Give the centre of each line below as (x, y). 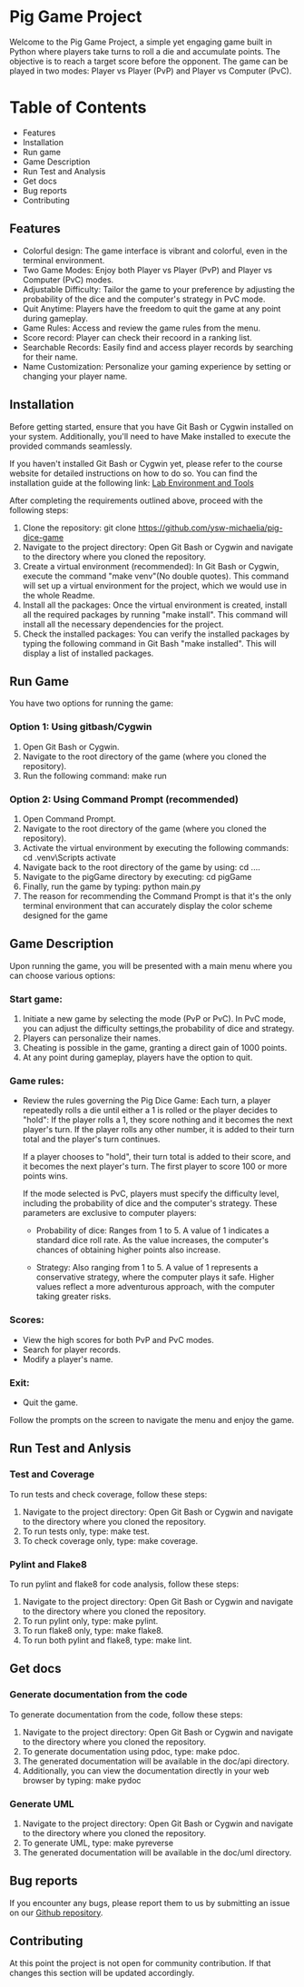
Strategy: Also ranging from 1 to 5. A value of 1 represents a (147, 1268)
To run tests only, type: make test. (86, 1531)
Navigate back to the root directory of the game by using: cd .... (141, 867)
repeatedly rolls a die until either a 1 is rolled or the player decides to (150, 1111)
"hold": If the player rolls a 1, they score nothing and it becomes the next (157, 1120)
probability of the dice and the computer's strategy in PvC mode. (144, 299)
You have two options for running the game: (92, 703)
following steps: (39, 509)
